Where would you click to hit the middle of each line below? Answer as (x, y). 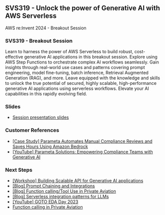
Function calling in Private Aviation (47, 207)
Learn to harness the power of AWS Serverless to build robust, (69, 52)
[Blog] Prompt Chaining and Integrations (54, 186)
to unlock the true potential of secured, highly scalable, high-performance (81, 83)
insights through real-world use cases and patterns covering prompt (75, 68)
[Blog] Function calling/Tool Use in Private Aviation (64, 191)
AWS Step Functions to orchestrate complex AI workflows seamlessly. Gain (82, 62)
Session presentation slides (41, 117)
